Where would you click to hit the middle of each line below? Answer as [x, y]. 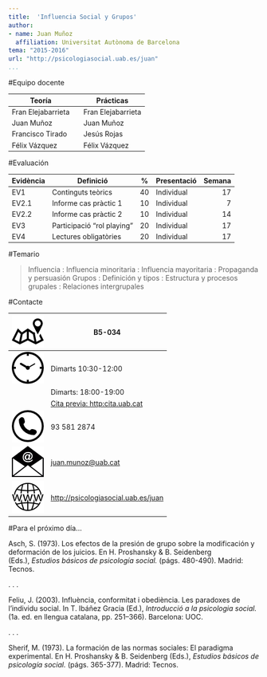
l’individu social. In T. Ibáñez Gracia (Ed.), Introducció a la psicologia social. [133, 608]
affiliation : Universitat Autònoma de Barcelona [98, 42]
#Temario [24, 254]
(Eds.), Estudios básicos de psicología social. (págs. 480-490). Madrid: [126, 560]
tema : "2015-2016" [39, 51]
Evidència [28, 180]
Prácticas [112, 100]
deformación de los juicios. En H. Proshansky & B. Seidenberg [110, 552]
